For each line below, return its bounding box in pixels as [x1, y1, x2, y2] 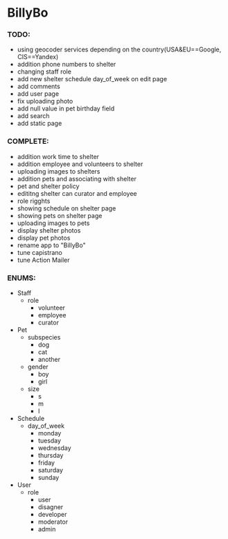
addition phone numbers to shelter [17, 60, 116, 69]
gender [27, 363, 49, 371]
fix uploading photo [17, 97, 73, 106]
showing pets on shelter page [17, 211, 103, 219]
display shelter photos [17, 226, 81, 234]
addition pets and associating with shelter [17, 174, 137, 183]
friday [37, 458, 55, 467]
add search [17, 112, 50, 120]
